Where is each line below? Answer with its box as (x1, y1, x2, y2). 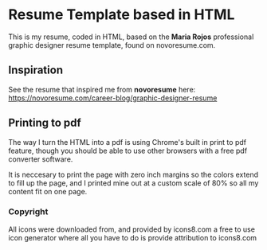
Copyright (8, 206, 49, 217)
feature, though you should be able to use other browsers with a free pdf (8, 146, 248, 155)
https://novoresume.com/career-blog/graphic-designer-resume (8, 93, 218, 103)
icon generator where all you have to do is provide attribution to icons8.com (8, 232, 257, 242)
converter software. (8, 154, 73, 164)
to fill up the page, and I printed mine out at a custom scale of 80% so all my (8, 178, 259, 188)
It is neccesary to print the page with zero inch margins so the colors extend (8, 170, 259, 179)
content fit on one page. (8, 186, 88, 196)
